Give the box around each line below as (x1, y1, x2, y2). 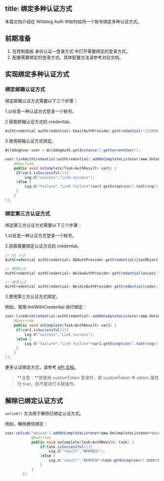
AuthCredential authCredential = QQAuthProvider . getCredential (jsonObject (5, 257, 159, 262)
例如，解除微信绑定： (5, 421, 48, 427)
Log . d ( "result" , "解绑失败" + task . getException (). (48, 458, 146, 463)
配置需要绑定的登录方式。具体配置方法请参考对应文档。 (12, 54, 123, 60)
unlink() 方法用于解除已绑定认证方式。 (5, 410, 84, 416)
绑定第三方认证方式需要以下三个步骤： (5, 222, 82, 228)
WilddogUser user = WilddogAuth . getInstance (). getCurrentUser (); (5, 148, 141, 153)
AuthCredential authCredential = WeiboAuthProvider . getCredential (5, 271, 141, 276)
